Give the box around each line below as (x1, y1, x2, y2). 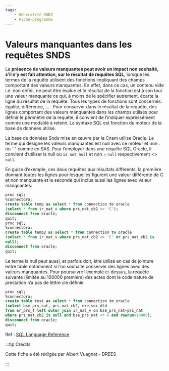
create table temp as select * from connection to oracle (5, 202, 130, 207)
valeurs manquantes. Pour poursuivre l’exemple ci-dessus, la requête (5, 269, 149, 275)
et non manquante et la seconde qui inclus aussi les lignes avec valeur (5, 177, 152, 183)
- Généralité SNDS (14, 12, 53, 17)
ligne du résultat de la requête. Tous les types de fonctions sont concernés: (5, 98, 162, 104)
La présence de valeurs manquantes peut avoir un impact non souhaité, (5, 66, 159, 72)
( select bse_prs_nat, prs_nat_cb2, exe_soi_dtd (5, 303, 107, 309)
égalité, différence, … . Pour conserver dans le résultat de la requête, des (5, 104, 157, 110)
